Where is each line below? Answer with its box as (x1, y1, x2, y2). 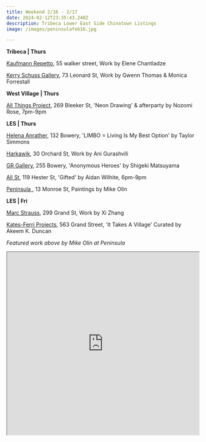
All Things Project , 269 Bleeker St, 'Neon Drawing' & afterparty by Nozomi (6, 102, 193, 109)
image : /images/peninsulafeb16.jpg (6, 26, 97, 32)
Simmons (6, 138, 30, 146)
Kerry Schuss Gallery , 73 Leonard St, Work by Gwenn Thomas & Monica (6, 71, 187, 79)
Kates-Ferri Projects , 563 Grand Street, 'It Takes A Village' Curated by (6, 221, 182, 229)
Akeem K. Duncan (6, 227, 52, 235)
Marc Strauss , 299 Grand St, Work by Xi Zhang (6, 209, 124, 216)
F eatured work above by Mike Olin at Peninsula (6, 239, 126, 247)
